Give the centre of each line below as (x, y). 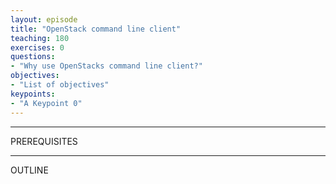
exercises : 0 (37, 47)
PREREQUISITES (44, 141)
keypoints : (33, 94)
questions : (33, 57)
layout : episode (44, 19)
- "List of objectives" (60, 85)
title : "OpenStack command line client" (96, 29)
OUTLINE (29, 170)
